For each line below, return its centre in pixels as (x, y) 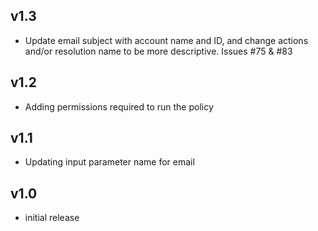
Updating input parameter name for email (109, 162)
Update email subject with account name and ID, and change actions (166, 40)
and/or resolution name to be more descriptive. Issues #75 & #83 (158, 51)
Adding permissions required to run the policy (119, 106)
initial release (52, 218)
